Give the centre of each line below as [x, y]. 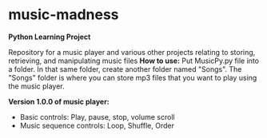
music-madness [64, 15]
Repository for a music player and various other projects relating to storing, [132, 52]
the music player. [37, 86]
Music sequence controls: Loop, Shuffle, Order [97, 125]
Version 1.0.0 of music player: [59, 101]
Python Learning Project [50, 37]
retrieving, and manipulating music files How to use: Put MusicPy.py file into [134, 61]
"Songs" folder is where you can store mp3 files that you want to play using [133, 77]
